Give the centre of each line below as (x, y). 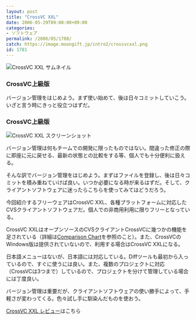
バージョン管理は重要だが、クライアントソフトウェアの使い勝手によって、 (95, 291)
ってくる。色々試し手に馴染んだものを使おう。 (87, 299)
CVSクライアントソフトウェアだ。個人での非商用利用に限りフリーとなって (96, 210)
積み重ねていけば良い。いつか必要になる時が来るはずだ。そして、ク (108, 183)
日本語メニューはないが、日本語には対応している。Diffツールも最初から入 (95, 257)
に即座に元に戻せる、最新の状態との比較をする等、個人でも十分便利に (91, 156)
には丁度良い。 (24, 279)
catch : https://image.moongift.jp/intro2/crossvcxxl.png (77, 45)
